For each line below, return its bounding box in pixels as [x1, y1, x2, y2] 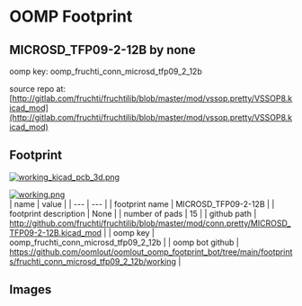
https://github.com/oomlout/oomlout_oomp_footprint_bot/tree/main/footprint [9, 246, 293, 257]
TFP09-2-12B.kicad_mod [9, 227, 102, 238]
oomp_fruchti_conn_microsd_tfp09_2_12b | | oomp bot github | [9, 237, 240, 247]
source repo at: [9, 84, 66, 94]
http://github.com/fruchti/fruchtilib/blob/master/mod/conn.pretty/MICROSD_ [9, 218, 291, 229]
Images [9, 282, 52, 298]
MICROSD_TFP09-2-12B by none [9, 42, 196, 58]
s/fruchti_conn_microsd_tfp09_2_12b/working [9, 256, 177, 266]
